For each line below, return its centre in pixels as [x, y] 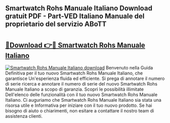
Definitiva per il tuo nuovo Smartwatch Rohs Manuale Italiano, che [74, 73]
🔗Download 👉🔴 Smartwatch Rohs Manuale [75, 45]
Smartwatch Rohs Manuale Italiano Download [79, 8]
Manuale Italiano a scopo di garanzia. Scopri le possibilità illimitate [75, 89]
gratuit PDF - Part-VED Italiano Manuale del [75, 16]
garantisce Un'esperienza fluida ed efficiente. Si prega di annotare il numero [85, 78]
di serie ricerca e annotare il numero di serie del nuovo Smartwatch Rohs [81, 84]
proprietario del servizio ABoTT [56, 24]
